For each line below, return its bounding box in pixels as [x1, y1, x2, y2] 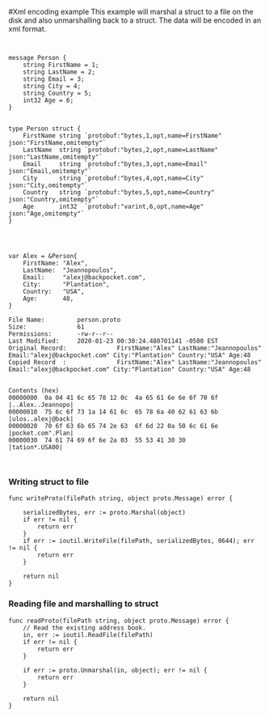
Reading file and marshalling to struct [8, 598, 159, 609]
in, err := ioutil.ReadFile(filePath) [23, 630, 153, 639]
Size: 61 [8, 323, 85, 331]
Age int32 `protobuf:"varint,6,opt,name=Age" [23, 202, 204, 210]
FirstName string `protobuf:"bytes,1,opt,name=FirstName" [23, 132, 222, 140]
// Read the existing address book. [23, 623, 147, 632]
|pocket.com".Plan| [8, 429, 74, 437]
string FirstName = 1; [23, 61, 99, 69]
